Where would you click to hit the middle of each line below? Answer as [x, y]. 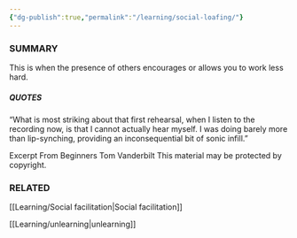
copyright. [28, 165]
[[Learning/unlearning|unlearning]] [73, 224]
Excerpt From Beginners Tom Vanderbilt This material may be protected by [145, 155]
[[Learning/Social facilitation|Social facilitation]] [96, 207]
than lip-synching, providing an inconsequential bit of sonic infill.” [129, 138]
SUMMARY [34, 48]
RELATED [30, 188]
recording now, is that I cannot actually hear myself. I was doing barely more [148, 128]
